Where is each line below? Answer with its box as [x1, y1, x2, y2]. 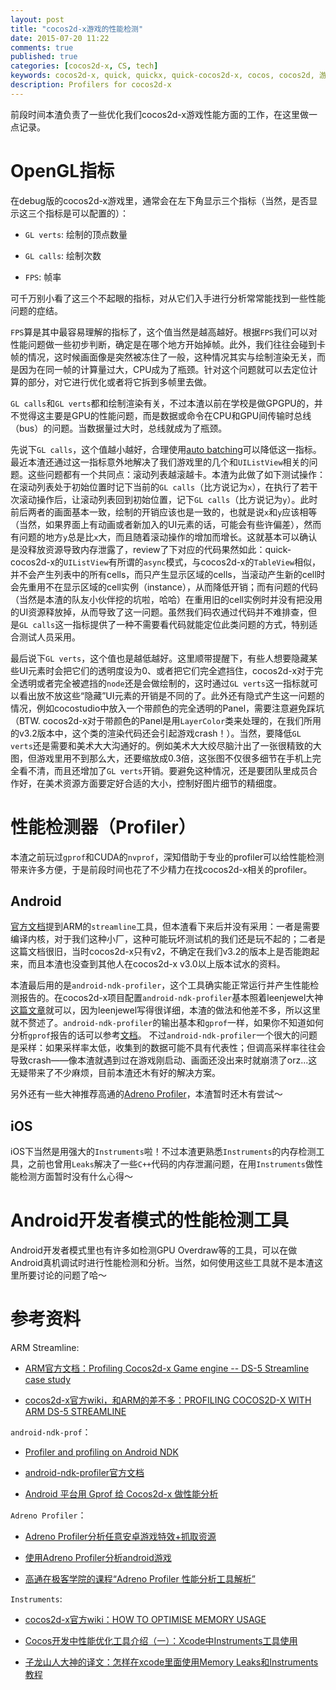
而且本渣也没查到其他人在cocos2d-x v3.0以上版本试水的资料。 [27, 958, 286, 970]
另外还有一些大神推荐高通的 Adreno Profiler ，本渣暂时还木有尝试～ [10, 1088, 283, 1100]
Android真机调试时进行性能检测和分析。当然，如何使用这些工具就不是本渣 [10, 1257, 315, 1269]
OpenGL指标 [10, 159, 115, 182]
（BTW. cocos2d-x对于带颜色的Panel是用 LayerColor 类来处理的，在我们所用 [10, 714, 322, 726]
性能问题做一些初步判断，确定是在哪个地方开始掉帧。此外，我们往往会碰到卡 [10, 338, 326, 350]
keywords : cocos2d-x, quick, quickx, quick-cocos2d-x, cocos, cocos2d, [10, 71, 315, 81]
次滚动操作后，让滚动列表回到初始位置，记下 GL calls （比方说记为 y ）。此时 [10, 493, 318, 505]
